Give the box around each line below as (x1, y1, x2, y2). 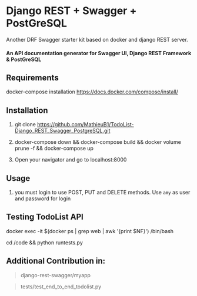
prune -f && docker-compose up (14, 145, 94, 152)
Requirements (6, 72, 59, 83)
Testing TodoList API (6, 212, 84, 222)
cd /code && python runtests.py (6, 239, 84, 246)
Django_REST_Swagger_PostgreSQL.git (14, 127, 111, 134)
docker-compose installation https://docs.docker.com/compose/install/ (6, 88, 178, 95)
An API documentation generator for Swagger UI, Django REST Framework (6, 49, 192, 56)
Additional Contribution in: (6, 256, 106, 266)
